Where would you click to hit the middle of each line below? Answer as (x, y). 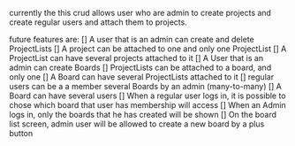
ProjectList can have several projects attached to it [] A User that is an (136, 58)
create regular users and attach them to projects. (98, 22)
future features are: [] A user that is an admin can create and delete (132, 39)
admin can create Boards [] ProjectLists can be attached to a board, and (140, 67)
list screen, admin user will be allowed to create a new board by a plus (137, 124)
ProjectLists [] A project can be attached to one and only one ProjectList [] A (148, 49)
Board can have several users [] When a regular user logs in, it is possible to (147, 96)
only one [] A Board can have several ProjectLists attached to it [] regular (142, 77)
